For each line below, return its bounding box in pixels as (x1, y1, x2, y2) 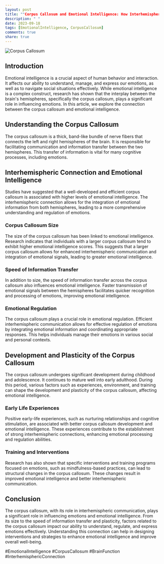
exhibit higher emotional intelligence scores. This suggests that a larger (5, 243, 149, 249)
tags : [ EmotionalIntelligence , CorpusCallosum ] (5, 25, 104, 30)
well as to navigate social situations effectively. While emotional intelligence (5, 85, 157, 91)
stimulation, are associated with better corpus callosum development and (5, 421, 153, 427)
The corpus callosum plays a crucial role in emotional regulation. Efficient (5, 316, 153, 322)
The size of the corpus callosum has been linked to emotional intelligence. (5, 233, 155, 239)
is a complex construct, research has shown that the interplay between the (5, 90, 155, 96)
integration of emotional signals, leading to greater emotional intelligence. (5, 254, 153, 260)
